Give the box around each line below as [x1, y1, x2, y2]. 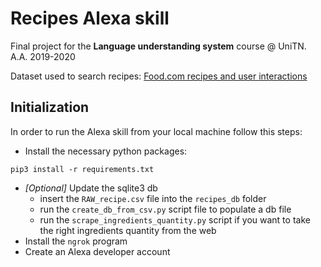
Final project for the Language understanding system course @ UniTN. [10, 40, 307, 52]
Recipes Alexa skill [10, 7, 170, 30]
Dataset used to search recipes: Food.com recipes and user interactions [10, 70, 308, 82]
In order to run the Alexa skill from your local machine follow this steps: [10, 125, 303, 137]
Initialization [10, 99, 90, 116]
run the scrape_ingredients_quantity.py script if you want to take [39, 213, 311, 226]
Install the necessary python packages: [24, 145, 188, 157]
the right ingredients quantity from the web [39, 224, 217, 236]
